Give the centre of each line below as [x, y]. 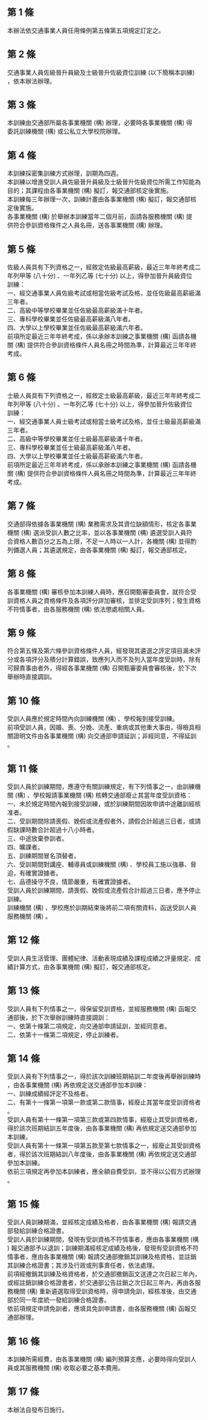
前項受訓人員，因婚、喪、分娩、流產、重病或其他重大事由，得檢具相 [104, 727]
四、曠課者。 [25, 847]
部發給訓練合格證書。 [37, 1231]
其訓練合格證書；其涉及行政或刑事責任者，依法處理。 [83, 1266]
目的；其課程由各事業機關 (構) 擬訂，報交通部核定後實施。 [90, 191]
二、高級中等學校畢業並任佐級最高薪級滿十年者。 [77, 311]
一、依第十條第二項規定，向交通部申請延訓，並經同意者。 [89, 1026]
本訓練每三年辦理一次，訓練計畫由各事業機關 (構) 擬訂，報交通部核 [102, 199]
